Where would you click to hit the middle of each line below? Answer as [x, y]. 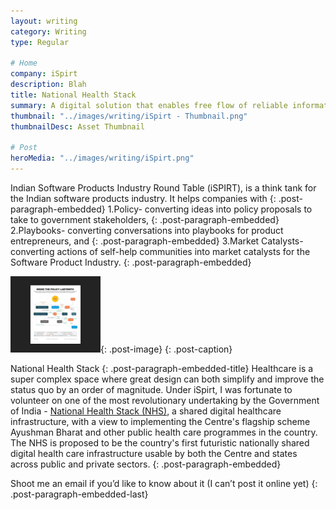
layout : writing [44, 21]
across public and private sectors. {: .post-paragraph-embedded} [146, 464]
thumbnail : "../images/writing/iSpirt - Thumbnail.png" [129, 116]
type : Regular [40, 42]
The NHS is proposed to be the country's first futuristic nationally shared [160, 443]
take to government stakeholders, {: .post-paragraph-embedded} [145, 219]
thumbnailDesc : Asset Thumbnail [77, 126]
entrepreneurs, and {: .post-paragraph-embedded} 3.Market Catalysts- [157, 241]
